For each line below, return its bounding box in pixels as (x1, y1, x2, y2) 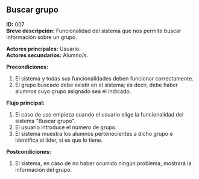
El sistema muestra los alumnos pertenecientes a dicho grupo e (14, 130, 173, 137)
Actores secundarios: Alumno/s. (6, 51, 89, 59)
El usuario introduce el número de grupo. (14, 123, 117, 131)
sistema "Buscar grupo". (14, 117, 76, 124)
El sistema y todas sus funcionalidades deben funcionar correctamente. (14, 74, 194, 82)
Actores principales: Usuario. (6, 45, 81, 52)
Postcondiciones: (6, 148, 51, 155)
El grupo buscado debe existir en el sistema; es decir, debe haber (14, 81, 178, 88)
